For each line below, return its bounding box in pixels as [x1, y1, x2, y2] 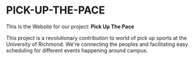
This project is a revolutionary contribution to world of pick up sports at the [6, 34, 188, 41]
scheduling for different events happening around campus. [6, 46, 148, 54]
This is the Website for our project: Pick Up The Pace [6, 23, 135, 30]
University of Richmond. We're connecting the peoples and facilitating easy [6, 41, 189, 48]
